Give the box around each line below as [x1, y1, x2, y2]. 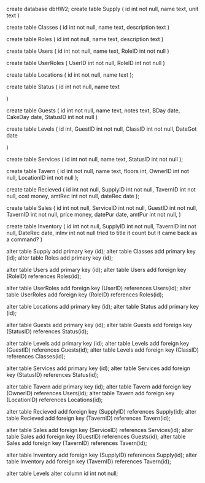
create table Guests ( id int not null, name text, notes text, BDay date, [6, 107, 180, 114]
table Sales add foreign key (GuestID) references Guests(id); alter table [6, 433, 186, 440]
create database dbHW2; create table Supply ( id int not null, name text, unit [6, 6, 199, 12]
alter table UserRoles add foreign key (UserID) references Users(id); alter [6, 285, 191, 292]
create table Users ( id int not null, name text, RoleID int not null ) [6, 47, 170, 55]
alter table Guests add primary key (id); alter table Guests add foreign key [6, 322, 192, 328]
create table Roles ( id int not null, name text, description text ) [6, 36, 164, 42]
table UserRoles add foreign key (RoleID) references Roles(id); [6, 291, 164, 298]
